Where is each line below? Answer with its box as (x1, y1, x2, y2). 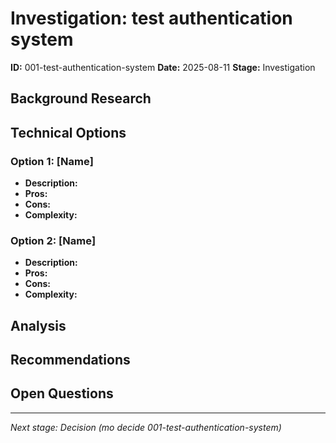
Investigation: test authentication (10, 7, 293, 30)
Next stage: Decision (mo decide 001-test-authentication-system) (10, 421, 282, 433)
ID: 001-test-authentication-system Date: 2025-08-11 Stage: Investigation (10, 61, 316, 73)
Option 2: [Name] (10, 233, 97, 247)
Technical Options (10, 124, 127, 141)
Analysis (10, 317, 67, 334)
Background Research (10, 90, 152, 107)
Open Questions (10, 385, 114, 402)
